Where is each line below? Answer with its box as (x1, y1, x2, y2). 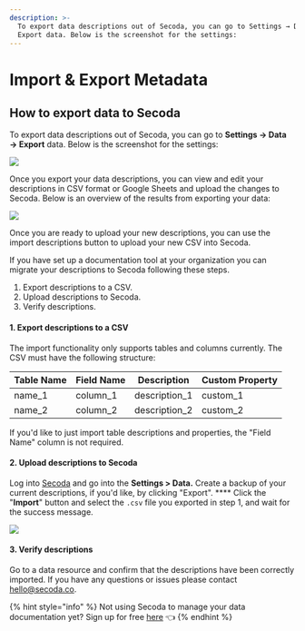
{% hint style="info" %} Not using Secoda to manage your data (9, 601, 246, 612)
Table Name (14, 373, 67, 386)
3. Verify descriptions (9, 544, 93, 555)
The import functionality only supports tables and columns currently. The (9, 342, 283, 353)
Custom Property (201, 373, 279, 386)
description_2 (134, 403, 193, 416)
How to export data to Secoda (9, 105, 182, 121)
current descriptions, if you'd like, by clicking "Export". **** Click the (9, 487, 267, 498)
